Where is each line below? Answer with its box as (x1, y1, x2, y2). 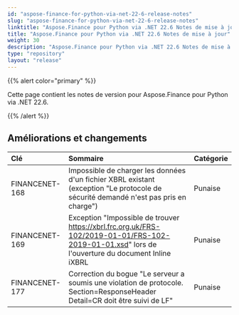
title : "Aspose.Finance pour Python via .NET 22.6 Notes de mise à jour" (7, 30, 231, 38)
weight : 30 (7, 37, 40, 44)
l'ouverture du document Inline (68, 248, 171, 258)
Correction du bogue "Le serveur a (68, 269, 185, 279)
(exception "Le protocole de (68, 183, 162, 193)
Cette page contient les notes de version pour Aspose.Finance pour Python (7, 90, 229, 98)
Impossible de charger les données (68, 165, 186, 175)
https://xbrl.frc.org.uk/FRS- (68, 222, 161, 232)
